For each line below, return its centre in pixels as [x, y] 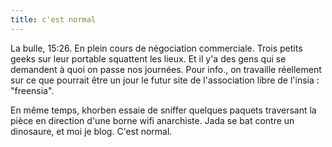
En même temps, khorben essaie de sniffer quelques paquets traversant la [163, 110]
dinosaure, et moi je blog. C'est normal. [91, 131]
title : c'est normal [53, 19]
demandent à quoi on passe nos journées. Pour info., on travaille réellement [166, 69]
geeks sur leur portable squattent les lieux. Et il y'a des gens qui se [148, 58]
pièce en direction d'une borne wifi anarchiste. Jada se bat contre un [152, 120]
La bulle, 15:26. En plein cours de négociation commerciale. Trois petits [156, 48]
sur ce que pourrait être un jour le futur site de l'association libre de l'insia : [165, 80]
